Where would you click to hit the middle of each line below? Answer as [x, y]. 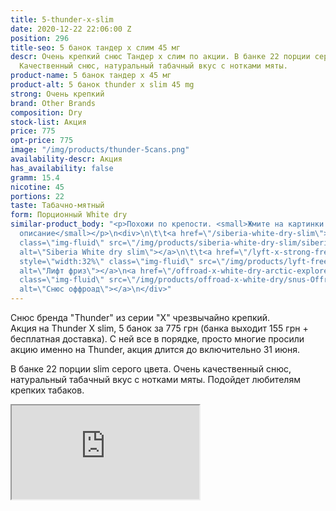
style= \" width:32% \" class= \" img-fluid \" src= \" [122, 261]
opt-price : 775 [42, 141]
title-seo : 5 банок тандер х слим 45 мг [96, 47]
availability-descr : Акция [66, 159]
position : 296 [40, 38]
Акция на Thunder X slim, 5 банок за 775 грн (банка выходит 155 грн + [159, 328]
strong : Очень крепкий [57, 94]
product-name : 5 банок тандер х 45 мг [91, 76]
